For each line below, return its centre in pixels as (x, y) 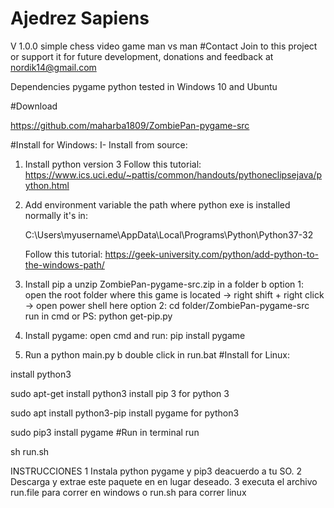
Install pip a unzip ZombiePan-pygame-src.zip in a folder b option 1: (164, 284)
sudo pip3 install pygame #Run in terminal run (105, 432)
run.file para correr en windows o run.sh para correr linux (128, 492)
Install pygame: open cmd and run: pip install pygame (135, 335)
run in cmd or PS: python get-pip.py (98, 316)
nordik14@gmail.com (53, 67)
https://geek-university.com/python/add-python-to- (212, 254)
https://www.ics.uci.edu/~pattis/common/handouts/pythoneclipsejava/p (173, 174)
